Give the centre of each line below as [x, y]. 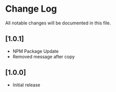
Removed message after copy [44, 56]
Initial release [26, 85]
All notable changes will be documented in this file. [58, 23]
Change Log [31, 9]
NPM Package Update [36, 51]
